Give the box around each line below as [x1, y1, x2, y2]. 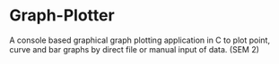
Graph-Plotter [9, 5, 115, 26]
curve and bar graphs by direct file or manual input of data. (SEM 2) [9, 44, 260, 54]
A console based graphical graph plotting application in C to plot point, [9, 35, 271, 45]
